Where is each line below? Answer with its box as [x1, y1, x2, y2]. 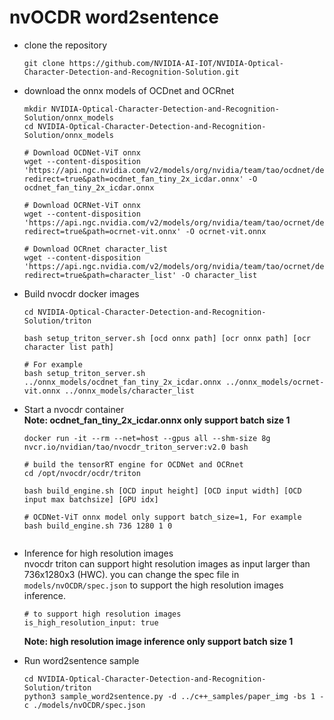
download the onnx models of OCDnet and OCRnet [23, 84, 235, 96]
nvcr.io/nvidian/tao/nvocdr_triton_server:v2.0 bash [23, 442, 249, 452]
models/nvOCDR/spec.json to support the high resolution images [23, 579, 284, 591]
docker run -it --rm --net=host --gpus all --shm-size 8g [23, 433, 271, 443]
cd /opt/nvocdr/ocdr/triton [23, 468, 141, 478]
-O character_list [180, 270, 258, 280]
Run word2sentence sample [23, 654, 140, 666]
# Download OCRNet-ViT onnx [23, 200, 141, 210]
